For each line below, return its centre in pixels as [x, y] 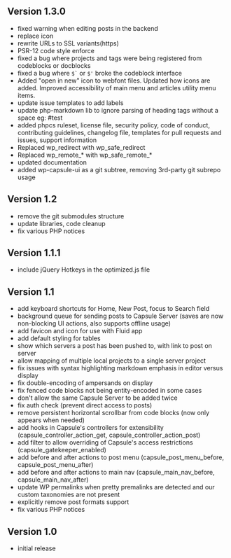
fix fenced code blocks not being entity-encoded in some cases [110, 391]
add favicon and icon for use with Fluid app [80, 331]
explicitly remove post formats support [73, 502]
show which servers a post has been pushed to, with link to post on [114, 346]
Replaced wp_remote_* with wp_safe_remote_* [85, 155]
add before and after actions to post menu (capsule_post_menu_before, [121, 457]
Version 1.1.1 [34, 253]
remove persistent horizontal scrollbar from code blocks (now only [113, 413]
